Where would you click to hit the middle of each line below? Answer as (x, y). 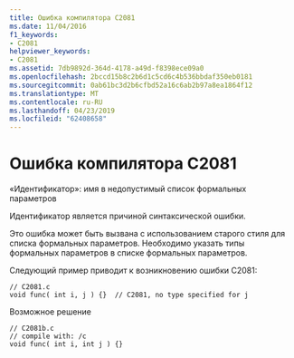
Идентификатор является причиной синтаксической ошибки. (128, 216)
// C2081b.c (32, 329)
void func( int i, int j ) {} (66, 344)
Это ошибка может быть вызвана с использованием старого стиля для (147, 234)
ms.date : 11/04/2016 (48, 26)
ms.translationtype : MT (54, 93)
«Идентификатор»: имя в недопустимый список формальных (128, 189)
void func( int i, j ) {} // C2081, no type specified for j (129, 295)
